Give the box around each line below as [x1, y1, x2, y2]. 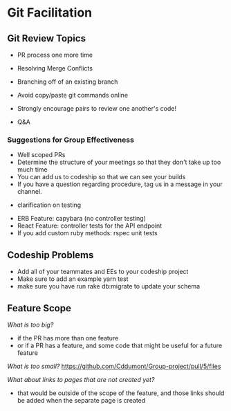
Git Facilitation [7, 5, 93, 21]
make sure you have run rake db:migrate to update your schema [17, 282, 201, 291]
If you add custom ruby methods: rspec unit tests [17, 229, 158, 237]
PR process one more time [17, 51, 93, 59]
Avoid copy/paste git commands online [17, 91, 129, 99]
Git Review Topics [7, 33, 86, 44]
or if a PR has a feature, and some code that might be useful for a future [17, 341, 223, 349]
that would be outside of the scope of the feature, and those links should [17, 389, 225, 397]
